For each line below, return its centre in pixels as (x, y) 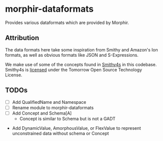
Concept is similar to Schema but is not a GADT (68, 118)
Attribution (22, 38)
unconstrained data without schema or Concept (60, 133)
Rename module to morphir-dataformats (53, 107)
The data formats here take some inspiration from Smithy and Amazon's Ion (81, 49)
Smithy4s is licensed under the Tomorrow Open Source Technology (74, 70)
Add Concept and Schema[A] (42, 113)
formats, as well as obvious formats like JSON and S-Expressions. (72, 55)
